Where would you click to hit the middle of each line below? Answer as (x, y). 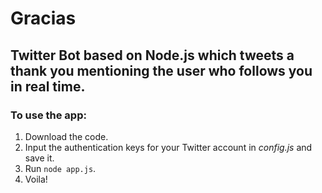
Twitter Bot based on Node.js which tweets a (152, 55)
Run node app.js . (60, 168)
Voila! (36, 179)
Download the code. (66, 136)
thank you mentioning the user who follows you (161, 70)
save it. (39, 158)
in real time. (48, 86)
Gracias (43, 18)
